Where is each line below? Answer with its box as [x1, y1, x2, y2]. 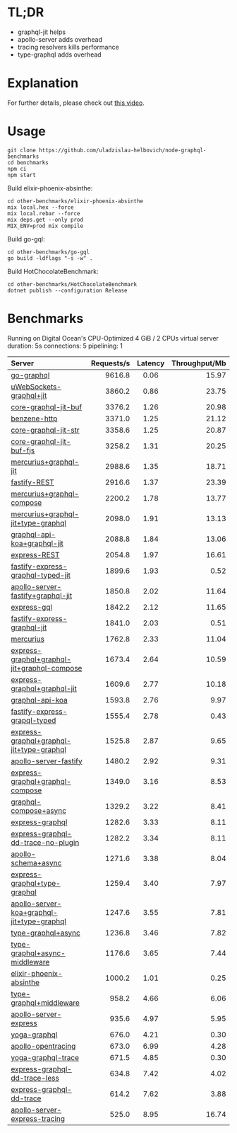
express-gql [11, 602, 53, 612]
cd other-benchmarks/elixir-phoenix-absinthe [7, 198, 143, 205]
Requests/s [90, 358, 130, 368]
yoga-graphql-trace [11, 1052, 80, 1062]
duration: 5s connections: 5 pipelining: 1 [7, 341, 123, 350]
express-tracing [11, 1113, 66, 1123]
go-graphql [11, 370, 50, 380]
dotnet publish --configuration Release [7, 287, 128, 294]
